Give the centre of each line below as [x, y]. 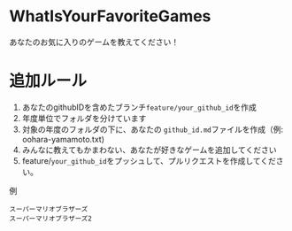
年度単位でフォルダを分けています [84, 118]
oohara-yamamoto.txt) [63, 139]
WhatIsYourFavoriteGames [110, 16]
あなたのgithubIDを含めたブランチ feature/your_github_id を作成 [139, 107]
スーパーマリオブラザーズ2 [51, 219]
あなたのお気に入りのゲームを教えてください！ [94, 42]
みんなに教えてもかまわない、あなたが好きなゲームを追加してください [149, 150]
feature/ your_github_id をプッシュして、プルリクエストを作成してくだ [149, 160]
